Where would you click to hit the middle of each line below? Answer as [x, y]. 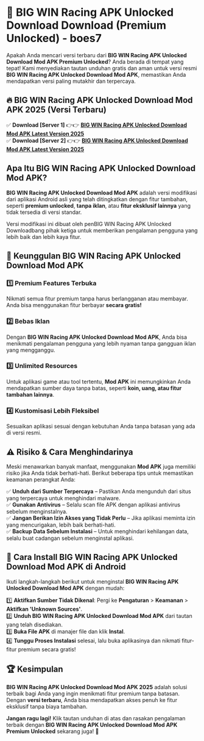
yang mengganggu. [31, 350]
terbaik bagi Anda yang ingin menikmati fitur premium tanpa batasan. [93, 693]
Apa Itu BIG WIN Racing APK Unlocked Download [101, 168]
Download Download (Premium [86, 25]
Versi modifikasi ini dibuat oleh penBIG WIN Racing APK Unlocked [89, 224]
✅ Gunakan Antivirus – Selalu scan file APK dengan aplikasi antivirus [93, 505]
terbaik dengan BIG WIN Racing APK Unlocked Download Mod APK [92, 725]
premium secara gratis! [47, 649]
